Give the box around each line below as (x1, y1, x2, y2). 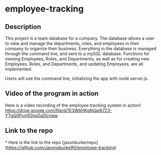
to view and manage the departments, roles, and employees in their (5, 41, 139, 46)
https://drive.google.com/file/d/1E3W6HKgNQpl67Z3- (5, 107, 112, 113)
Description (5, 23, 41, 31)
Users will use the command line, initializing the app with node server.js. (5, 76, 149, 81)
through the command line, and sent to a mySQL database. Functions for (5, 51, 150, 56)
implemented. (5, 66, 32, 72)
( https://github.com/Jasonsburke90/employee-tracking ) (5, 144, 117, 150)
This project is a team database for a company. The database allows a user (5, 35, 155, 41)
